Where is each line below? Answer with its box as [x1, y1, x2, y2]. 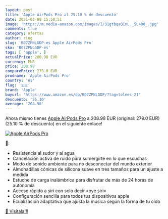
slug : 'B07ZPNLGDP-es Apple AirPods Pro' [5, 40, 94, 46]
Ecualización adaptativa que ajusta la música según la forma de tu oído [12, 198, 160, 205]
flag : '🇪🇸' [5, 82, 30, 87]
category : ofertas [5, 31, 44, 36]
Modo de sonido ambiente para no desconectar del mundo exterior [12, 161, 152, 167]
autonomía [12, 183, 35, 189]
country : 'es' [5, 78, 35, 83]
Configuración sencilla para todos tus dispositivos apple [12, 193, 130, 199]
